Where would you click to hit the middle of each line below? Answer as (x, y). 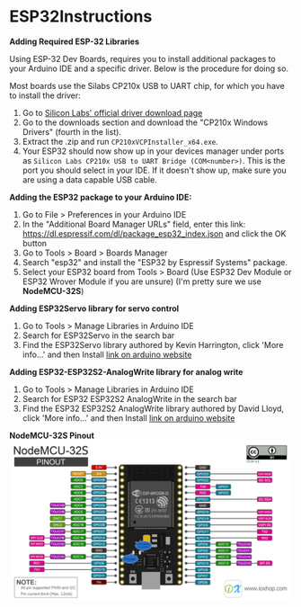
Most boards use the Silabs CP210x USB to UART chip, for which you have (147, 85)
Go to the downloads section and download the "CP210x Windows (145, 122)
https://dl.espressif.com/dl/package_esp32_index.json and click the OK (154, 233)
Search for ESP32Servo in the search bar (98, 335)
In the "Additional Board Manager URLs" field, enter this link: (134, 224)
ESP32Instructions (81, 17)
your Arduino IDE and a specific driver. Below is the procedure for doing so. (149, 68)
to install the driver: (45, 95)
